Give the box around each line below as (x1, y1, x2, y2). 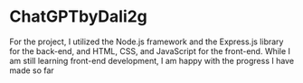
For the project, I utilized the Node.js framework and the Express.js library (9, 36, 284, 47)
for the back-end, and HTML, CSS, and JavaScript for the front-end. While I (9, 45, 291, 56)
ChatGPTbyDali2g (9, 6, 147, 27)
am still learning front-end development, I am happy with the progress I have (9, 55, 295, 66)
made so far (9, 65, 54, 76)
